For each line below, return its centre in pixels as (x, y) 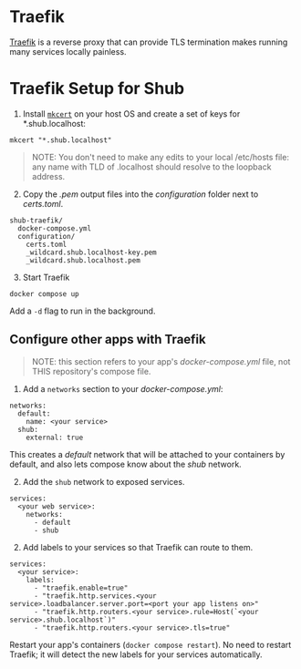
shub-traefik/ (36, 221)
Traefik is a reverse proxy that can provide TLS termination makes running (149, 42)
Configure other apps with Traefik (108, 340)
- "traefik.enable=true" (81, 588)
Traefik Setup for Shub (97, 89)
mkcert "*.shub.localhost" (61, 140)
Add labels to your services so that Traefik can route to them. (138, 547)
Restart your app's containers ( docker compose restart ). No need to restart (150, 644)
